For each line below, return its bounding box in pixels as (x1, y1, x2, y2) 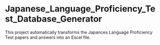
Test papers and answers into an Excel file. (5, 34, 91, 40)
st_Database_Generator (5, 13, 102, 24)
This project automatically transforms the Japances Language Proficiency (5, 29, 153, 35)
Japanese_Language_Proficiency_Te (5, 3, 156, 14)
